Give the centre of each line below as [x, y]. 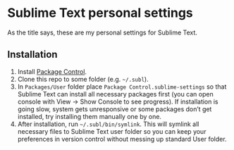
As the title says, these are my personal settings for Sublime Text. [102, 32]
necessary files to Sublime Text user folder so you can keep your [112, 131]
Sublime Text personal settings [100, 13]
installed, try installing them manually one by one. [90, 116]
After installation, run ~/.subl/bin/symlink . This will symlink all [108, 124]
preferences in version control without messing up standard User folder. [122, 139]
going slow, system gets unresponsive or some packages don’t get [115, 109]
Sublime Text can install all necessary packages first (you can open [115, 94]
